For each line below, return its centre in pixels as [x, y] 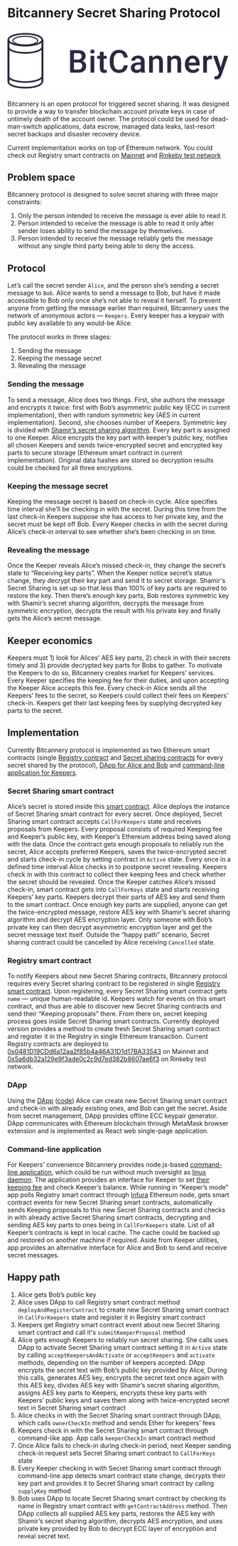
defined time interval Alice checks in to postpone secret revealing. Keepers [117, 867]
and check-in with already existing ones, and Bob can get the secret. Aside [117, 1108]
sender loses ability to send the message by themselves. [101, 231]
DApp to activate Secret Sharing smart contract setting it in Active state [122, 1347]
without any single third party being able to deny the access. [106, 246]
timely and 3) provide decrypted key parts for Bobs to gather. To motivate [115, 665]
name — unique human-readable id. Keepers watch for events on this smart [117, 998]
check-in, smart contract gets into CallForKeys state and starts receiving [113, 890]
